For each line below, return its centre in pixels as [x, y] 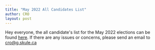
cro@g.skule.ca [21, 43]
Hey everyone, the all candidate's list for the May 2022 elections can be [78, 33]
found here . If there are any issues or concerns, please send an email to [78, 37]
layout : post [18, 18]
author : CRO [17, 14]
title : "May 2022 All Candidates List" [46, 9]
